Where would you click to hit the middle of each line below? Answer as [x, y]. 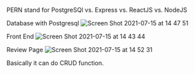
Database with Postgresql [43, 23]
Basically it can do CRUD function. [55, 63]
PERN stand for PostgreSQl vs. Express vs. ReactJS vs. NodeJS [97, 10]
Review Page [25, 50]
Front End [20, 36]
